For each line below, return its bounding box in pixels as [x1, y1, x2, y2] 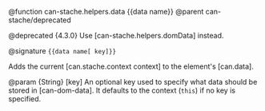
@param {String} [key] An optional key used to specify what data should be [8, 77, 258, 86]
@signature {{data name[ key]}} [8, 46, 117, 55]
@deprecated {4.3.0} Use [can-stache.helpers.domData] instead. [8, 31, 224, 40]
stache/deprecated [8, 15, 72, 25]
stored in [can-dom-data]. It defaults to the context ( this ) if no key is [8, 85, 236, 95]
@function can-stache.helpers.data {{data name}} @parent [8, 7, 204, 16]
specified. [8, 94, 42, 103]
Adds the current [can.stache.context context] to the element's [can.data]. [8, 61, 254, 71]
